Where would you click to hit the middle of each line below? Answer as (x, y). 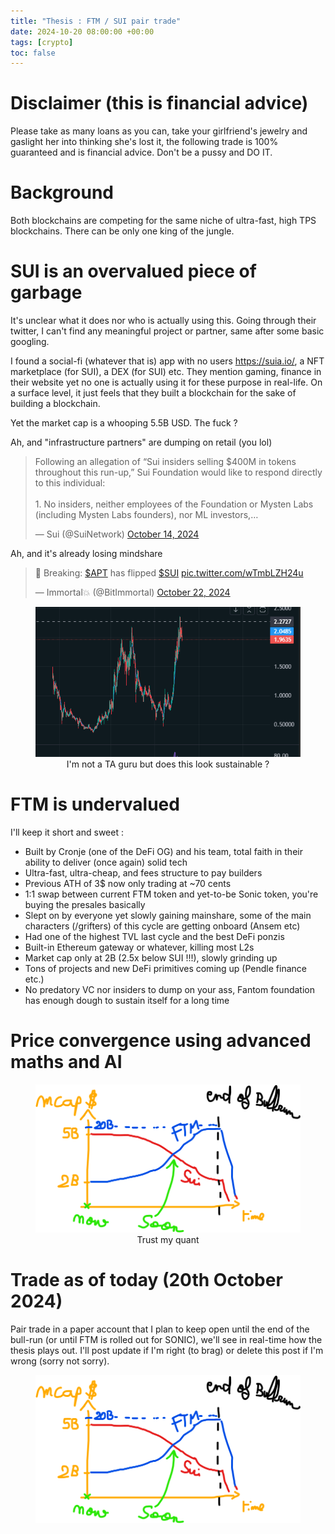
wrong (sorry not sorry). (60, 1361)
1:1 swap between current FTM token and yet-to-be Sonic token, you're (171, 894)
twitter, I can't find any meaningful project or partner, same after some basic (167, 331)
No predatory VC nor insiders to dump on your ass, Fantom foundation (169, 989)
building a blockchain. (55, 404)
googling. (30, 342)
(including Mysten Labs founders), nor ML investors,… (146, 515)
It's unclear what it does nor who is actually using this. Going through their (163, 321)
